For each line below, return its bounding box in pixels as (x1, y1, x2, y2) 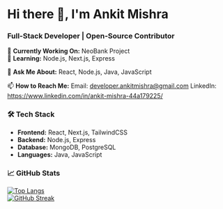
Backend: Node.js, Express (17, 135, 96, 144)
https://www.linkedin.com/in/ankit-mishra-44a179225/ (7, 92, 163, 100)
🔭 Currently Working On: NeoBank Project (7, 47, 130, 55)
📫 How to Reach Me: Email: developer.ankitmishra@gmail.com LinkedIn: (7, 82, 217, 90)
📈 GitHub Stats (7, 168, 61, 178)
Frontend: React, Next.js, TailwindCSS (17, 128, 128, 137)
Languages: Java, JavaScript (17, 150, 102, 159)
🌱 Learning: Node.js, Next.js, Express (7, 54, 115, 63)
